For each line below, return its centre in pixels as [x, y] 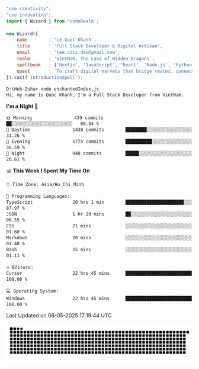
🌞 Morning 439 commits [55, 118]
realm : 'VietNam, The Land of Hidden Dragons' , [86, 59]
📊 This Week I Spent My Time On [48, 171]
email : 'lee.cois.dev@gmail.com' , [68, 53]
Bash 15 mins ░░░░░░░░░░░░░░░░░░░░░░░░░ [99, 250]
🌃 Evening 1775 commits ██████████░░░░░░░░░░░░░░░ [99, 142]
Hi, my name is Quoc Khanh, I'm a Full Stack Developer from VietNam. [95, 95]
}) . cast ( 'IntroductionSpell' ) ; [45, 77]
